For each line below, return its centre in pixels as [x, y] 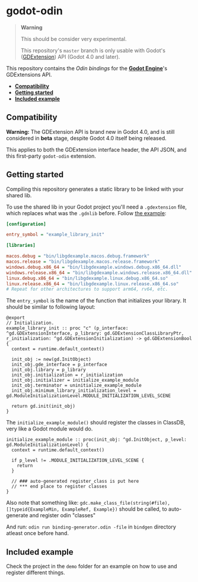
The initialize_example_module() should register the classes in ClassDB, [96, 423]
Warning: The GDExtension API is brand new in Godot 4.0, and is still [90, 131]
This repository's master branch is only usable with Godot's [93, 50]
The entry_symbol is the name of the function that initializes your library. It [96, 301]
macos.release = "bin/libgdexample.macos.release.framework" [83, 262]
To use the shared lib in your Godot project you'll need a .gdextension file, [97, 207]
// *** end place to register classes [60, 487]
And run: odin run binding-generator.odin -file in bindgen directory [91, 527]
